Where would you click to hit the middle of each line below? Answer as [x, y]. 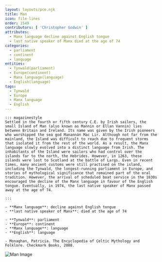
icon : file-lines [23, 18]
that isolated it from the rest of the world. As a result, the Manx [77, 143]
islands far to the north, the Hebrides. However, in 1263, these [73, 156]
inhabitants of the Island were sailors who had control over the [73, 152]
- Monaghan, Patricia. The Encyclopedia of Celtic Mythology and [72, 241]
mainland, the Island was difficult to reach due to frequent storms [77, 139]
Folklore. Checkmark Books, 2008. [40, 245]
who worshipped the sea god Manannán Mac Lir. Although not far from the [81, 135]
